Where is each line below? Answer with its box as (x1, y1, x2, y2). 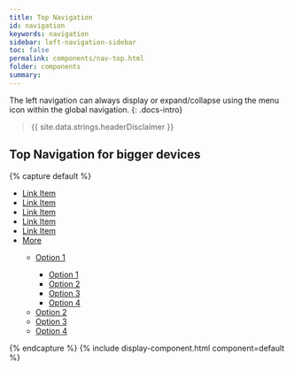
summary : (9, 71, 42, 80)
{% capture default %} (9, 170, 91, 181)
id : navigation (9, 21, 66, 30)
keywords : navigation (9, 29, 89, 38)
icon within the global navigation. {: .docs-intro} (9, 104, 183, 115)
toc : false (9, 46, 50, 55)
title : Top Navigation (9, 12, 93, 22)
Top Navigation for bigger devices (9, 147, 201, 162)
